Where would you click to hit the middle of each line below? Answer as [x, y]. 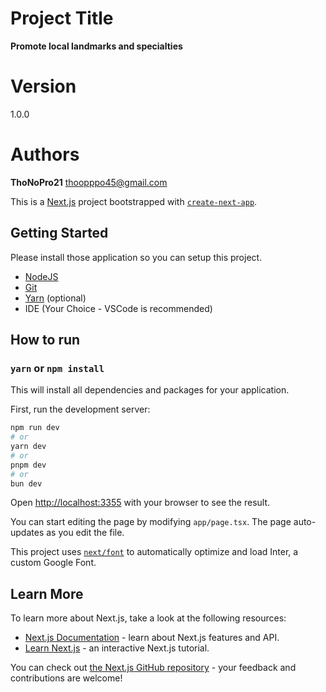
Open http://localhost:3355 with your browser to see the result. [140, 503]
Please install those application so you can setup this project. [136, 257]
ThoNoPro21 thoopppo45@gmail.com [89, 182]
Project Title [62, 18]
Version [43, 86]
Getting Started [59, 233]
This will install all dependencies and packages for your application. [150, 390]
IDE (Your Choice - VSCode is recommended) [118, 308]
